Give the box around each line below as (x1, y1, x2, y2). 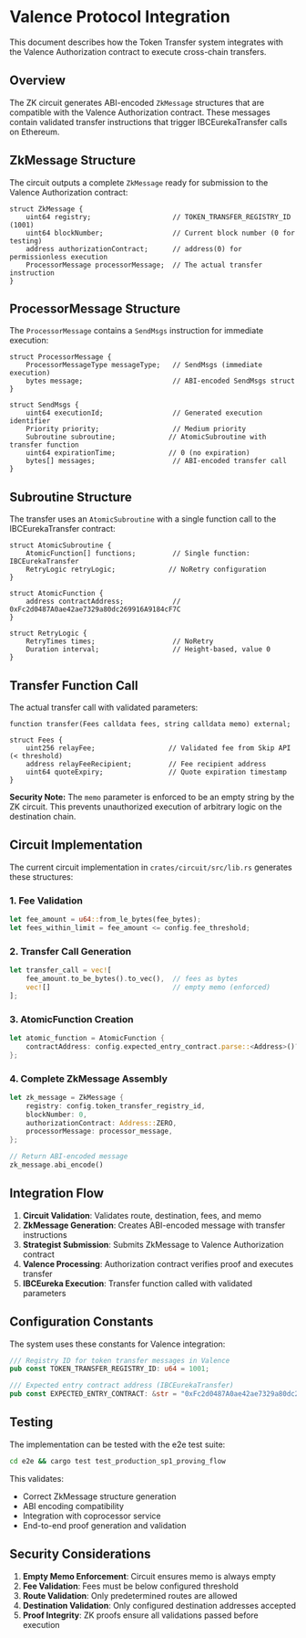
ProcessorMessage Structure (9, 301, 180, 316)
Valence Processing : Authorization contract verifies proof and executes (22, 1258, 294, 1269)
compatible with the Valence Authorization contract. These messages (9, 107, 270, 118)
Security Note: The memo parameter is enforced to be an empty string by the (9, 792, 295, 802)
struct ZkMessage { (9, 204, 84, 214)
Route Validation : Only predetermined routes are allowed (22, 1590, 239, 1601)
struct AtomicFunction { (9, 589, 104, 598)
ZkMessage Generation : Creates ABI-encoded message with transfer (22, 1220, 286, 1231)
